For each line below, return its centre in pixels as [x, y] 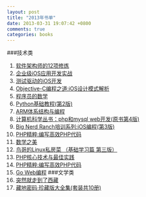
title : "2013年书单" [32, 18]
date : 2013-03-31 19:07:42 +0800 [49, 23]
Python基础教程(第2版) [44, 104]
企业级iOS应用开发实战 [44, 73]
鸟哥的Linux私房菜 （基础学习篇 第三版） [66, 149]
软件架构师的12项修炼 [42, 66]
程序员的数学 [32, 96]
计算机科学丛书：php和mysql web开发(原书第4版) [78, 119]
